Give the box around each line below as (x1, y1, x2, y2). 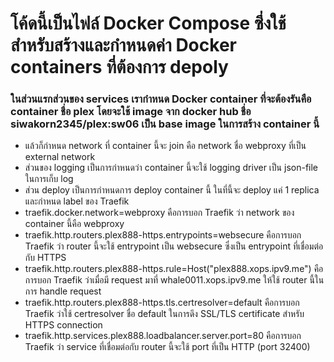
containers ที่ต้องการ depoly (10, 56, 229, 79)
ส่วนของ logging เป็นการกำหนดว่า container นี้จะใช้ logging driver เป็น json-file (24, 162, 319, 174)
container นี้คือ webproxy (24, 218, 125, 230)
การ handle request (24, 285, 102, 297)
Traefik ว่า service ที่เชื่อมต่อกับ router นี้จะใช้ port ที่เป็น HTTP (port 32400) (24, 341, 311, 353)
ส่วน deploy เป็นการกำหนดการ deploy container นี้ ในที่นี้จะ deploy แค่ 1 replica (24, 184, 320, 196)
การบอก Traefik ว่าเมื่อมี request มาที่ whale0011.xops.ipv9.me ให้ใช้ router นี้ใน (24, 274, 325, 286)
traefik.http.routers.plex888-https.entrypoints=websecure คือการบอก (24, 229, 302, 241)
